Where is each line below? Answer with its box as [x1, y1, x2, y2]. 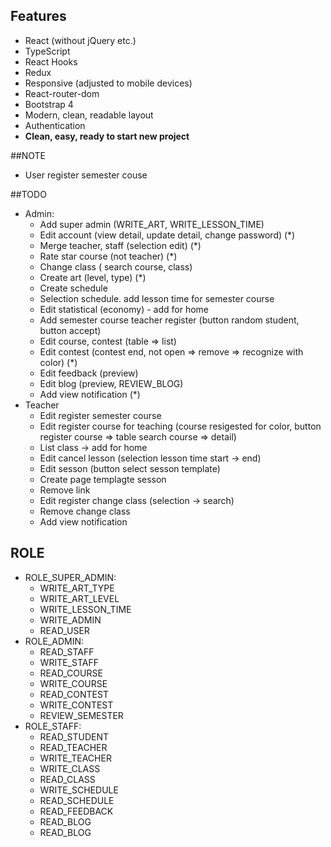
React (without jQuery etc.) [24, 34, 137, 46]
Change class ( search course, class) [39, 260, 193, 273]
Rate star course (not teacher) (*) [39, 250, 178, 262]
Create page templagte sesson [39, 473, 167, 485]
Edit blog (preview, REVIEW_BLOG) [39, 377, 184, 389]
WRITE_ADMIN [39, 614, 102, 626]
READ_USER [39, 624, 90, 636]
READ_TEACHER [39, 741, 108, 753]
